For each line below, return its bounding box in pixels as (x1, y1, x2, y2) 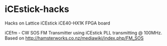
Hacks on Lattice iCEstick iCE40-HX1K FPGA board (5, 20, 111, 26)
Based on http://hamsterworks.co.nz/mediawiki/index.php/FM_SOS (5, 35, 144, 41)
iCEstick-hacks (5, 3, 70, 15)
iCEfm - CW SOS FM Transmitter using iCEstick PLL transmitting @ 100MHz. (5, 29, 162, 35)
